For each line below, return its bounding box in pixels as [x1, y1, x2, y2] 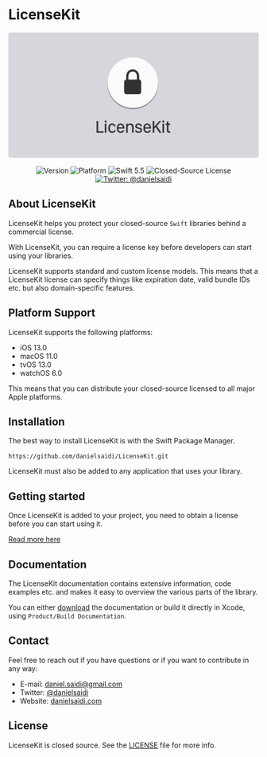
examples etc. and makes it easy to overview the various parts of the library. [8, 587, 258, 596]
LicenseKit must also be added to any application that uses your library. [8, 466, 242, 476]
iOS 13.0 [19, 342, 48, 352]
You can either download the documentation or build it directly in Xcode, [8, 603, 246, 612]
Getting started [8, 490, 86, 503]
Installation [8, 415, 65, 428]
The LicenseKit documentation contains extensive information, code [8, 579, 232, 588]
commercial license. [8, 227, 74, 236]
